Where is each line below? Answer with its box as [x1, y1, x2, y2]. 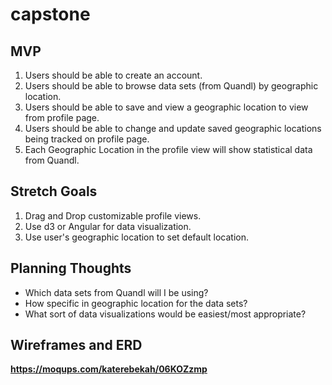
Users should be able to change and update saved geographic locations [24, 123, 322, 134]
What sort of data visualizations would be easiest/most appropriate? [24, 308, 307, 320]
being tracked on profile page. [24, 133, 150, 145]
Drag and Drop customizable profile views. [24, 209, 202, 222]
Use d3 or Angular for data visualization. [24, 220, 192, 232]
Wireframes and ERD [10, 337, 143, 354]
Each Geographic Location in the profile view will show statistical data [24, 144, 313, 155]
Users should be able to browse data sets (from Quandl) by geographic [24, 80, 319, 92]
